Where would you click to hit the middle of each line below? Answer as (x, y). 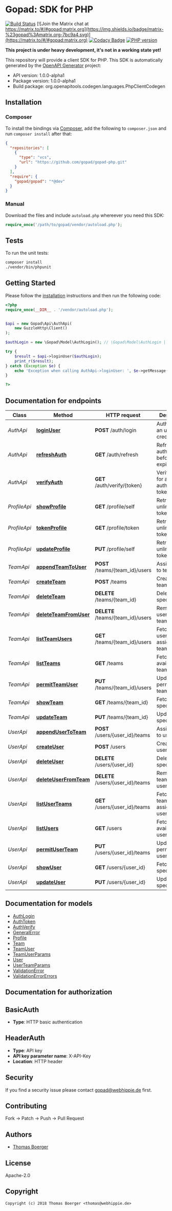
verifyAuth (49, 482)
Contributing (26, 1106)
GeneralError (26, 932)
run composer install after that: (39, 134)
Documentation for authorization (59, 992)
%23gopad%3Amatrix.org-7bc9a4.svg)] (48, 34)
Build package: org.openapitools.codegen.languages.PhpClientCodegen (89, 86)
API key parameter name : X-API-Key (52, 1056)
